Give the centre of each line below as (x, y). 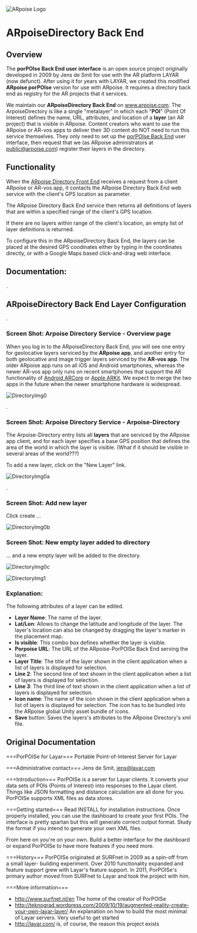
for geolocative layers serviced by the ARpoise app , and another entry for (96, 352)
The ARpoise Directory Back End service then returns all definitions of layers (99, 205)
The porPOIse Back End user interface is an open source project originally (97, 69)
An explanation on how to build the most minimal (128, 911)
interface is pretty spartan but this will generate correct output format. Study (99, 822)
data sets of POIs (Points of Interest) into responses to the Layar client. (92, 785)
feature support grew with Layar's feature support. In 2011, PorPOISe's (92, 869)
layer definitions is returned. (40, 229)
